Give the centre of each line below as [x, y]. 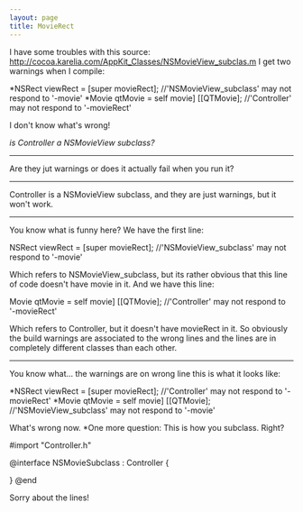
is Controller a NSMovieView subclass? [82, 142]
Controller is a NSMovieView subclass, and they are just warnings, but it [143, 194]
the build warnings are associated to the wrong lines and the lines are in [143, 338]
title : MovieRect [42, 26]
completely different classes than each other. [93, 347]
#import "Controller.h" [50, 445]
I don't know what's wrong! [60, 125]
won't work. [32, 204]
